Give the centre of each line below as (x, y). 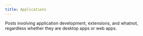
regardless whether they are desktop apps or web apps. (61, 28)
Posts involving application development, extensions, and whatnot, (72, 23)
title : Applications (26, 9)
